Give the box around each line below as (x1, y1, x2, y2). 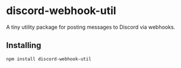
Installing (6, 40, 42, 50)
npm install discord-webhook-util (6, 56, 92, 62)
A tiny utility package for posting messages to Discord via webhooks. (6, 23, 176, 30)
